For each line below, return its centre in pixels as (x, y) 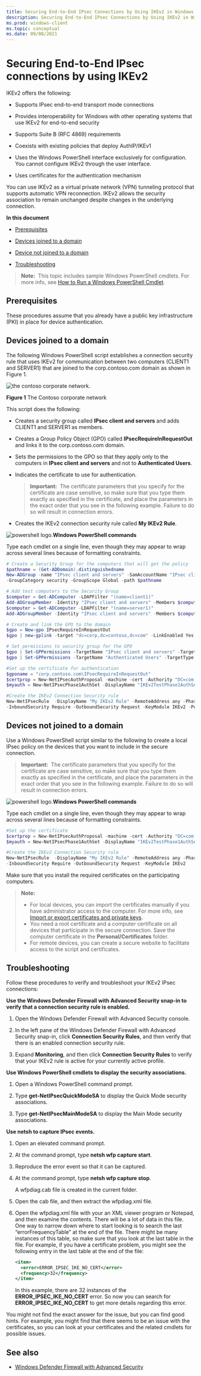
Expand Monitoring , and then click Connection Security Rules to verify (103, 1054)
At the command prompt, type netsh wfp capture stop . (83, 1178)
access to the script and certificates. (75, 949)
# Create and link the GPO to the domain (59, 624)
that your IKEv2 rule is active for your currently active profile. (90, 1061)
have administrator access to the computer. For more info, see (106, 911)
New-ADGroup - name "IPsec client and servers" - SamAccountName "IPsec (96, 575)
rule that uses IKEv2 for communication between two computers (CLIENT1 (98, 361)
